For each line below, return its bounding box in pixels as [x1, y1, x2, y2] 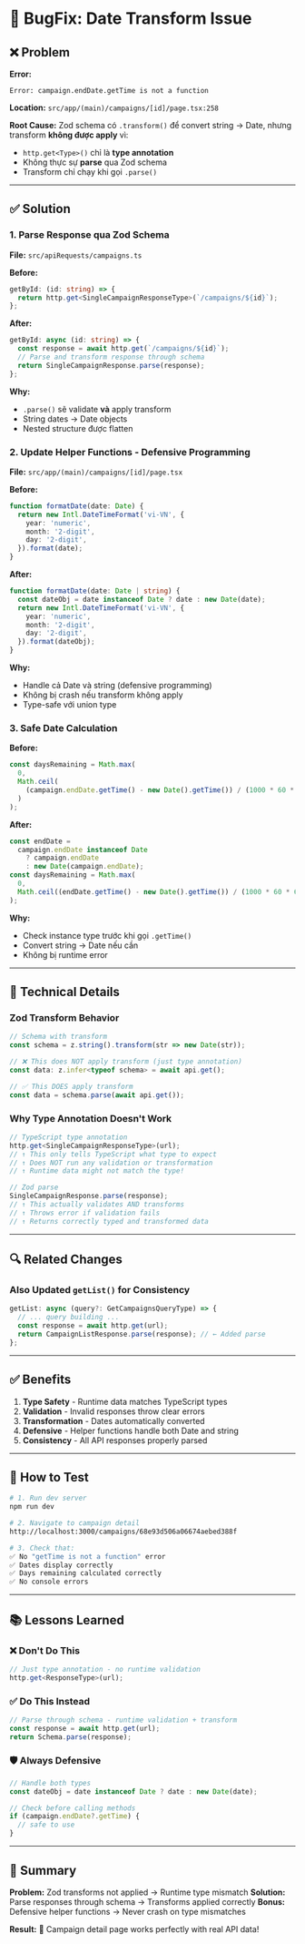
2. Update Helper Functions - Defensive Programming [9, 445, 251, 458]
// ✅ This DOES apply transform [9, 1082, 133, 1091]
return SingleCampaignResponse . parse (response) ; [17, 361, 205, 370]
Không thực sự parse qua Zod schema [22, 157, 168, 168]
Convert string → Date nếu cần [22, 940, 139, 951]
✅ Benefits [9, 1372, 72, 1388]
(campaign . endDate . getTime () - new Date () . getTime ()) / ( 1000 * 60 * [25, 786, 295, 795]
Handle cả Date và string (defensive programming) [22, 680, 212, 691]
